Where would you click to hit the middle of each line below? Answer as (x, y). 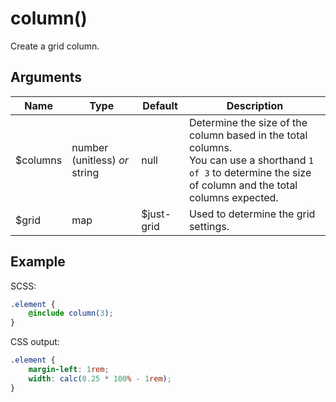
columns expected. (233, 197)
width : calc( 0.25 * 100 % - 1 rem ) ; (100, 378)
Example (38, 262)
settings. (209, 226)
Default (160, 105)
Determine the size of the (248, 122)
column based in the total (248, 135)
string (85, 172)
